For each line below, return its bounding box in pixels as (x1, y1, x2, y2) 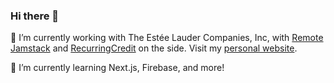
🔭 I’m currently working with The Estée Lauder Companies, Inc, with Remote (10, 32, 324, 44)
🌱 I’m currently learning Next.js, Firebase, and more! (10, 62, 225, 74)
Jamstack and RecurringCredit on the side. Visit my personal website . (10, 42, 298, 54)
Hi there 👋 (10, 9, 60, 23)
